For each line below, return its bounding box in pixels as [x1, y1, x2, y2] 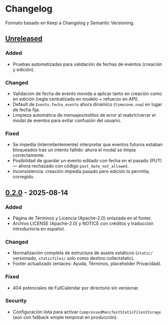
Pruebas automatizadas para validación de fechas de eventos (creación [12, 61, 162, 67]
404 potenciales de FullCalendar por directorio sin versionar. [12, 285, 139, 291]
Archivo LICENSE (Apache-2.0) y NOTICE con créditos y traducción [12, 220, 154, 226]
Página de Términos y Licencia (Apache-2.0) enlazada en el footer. [12, 215, 152, 221]
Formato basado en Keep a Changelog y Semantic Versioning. [5, 20, 135, 26]
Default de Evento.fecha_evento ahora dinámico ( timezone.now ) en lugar [12, 101, 162, 107]
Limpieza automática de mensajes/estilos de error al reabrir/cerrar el [12, 112, 156, 118]
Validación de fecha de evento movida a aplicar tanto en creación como [12, 90, 162, 97]
